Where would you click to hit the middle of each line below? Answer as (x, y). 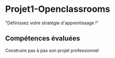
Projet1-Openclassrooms (58, 9)
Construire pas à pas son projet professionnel (52, 50)
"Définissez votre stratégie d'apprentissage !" (52, 23)
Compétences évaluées (43, 38)
